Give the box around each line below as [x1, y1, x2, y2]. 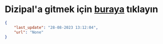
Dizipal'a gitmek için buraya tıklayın [5, 4, 158, 15]
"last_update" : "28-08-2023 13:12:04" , [14, 25, 99, 30]
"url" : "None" [14, 29, 44, 35]
